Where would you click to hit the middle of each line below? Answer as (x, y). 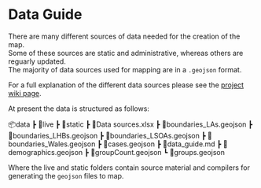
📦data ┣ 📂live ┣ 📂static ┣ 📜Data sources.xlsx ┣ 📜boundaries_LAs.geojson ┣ (130, 124)
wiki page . (25, 93)
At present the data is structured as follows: (79, 109)
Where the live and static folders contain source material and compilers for (129, 168)
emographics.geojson (46, 152)
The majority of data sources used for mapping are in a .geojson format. (125, 69)
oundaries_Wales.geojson (52, 144)
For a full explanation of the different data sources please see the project (126, 85)
